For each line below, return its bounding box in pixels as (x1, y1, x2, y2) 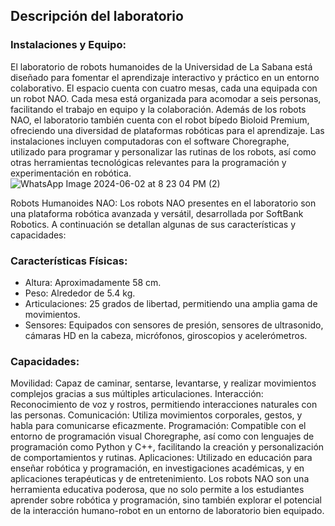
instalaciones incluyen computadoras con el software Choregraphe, (10, 135, 290, 147)
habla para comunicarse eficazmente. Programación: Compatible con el (10, 420, 307, 432)
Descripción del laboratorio (10, 8, 184, 25)
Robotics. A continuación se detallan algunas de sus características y (10, 218, 297, 230)
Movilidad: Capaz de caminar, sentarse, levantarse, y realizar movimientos (10, 377, 317, 389)
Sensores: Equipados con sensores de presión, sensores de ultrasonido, (24, 319, 324, 331)
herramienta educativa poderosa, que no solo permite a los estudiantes (10, 484, 305, 496)
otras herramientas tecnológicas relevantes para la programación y (10, 156, 287, 168)
